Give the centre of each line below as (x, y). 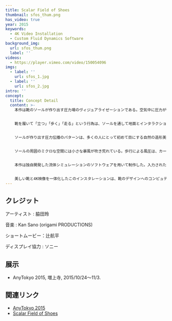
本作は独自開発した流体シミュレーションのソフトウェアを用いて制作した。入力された (91, 165)
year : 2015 (17, 24)
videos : (14, 58)
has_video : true (23, 19)
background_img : (23, 44)
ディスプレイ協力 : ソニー (32, 247)
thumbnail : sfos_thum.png (33, 15)
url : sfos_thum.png (31, 48)
